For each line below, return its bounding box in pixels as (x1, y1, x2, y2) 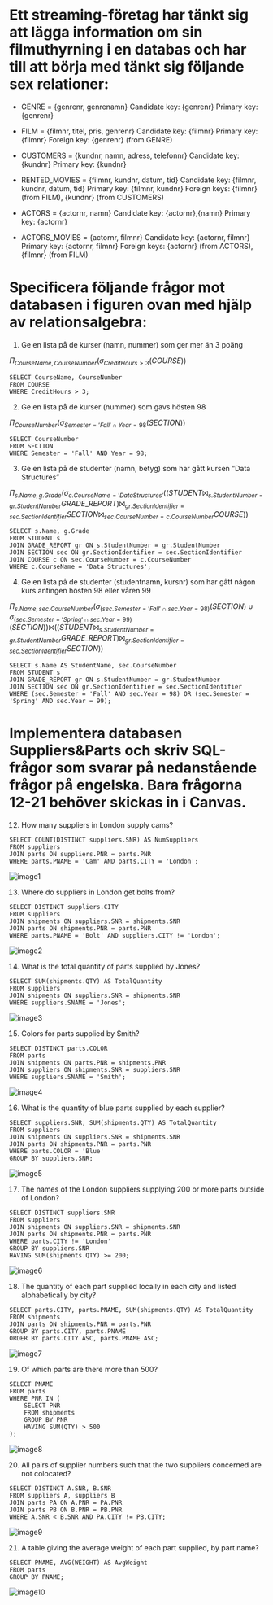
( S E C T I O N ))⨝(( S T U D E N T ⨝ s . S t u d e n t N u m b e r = (9, 623, 154, 634)
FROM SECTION (9, 442, 54, 451)
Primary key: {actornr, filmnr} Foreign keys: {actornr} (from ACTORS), (20, 241, 253, 251)
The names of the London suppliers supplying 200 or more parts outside (20, 1184, 265, 1194)
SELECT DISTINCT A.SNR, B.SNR (9, 1484, 112, 1493)
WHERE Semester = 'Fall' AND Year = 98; (9, 449, 149, 457)
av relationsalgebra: (9, 313, 148, 331)
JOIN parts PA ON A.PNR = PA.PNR (9, 1498, 123, 1507)
